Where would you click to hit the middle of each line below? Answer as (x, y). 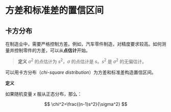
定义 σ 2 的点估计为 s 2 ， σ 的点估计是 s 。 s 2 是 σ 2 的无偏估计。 (82, 61)
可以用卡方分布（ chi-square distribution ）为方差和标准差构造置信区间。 (81, 72)
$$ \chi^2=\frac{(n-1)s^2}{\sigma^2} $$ (86, 104)
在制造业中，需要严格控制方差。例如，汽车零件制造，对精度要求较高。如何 (83, 44)
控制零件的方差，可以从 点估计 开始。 (52, 50)
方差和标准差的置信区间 (55, 10)
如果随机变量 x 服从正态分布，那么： (44, 94)
